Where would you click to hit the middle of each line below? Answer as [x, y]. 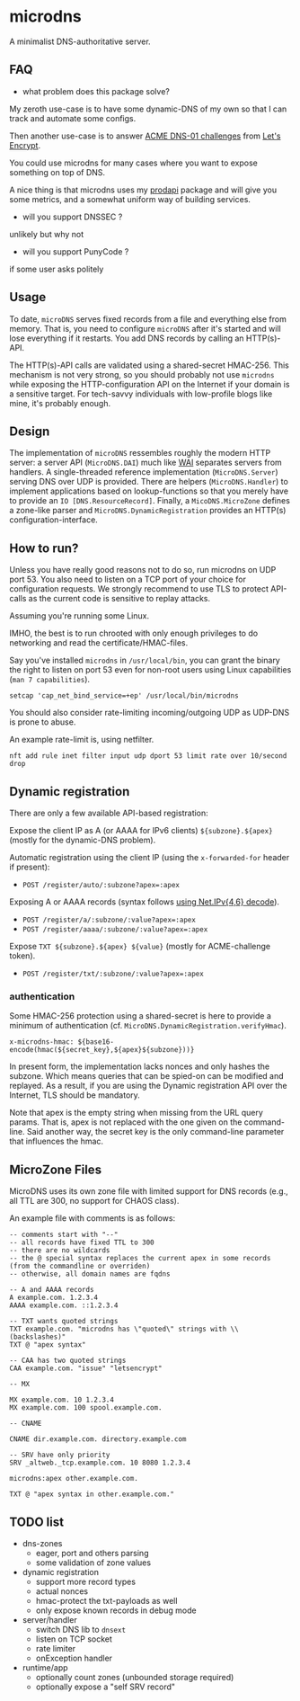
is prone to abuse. [43, 722]
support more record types [86, 1581]
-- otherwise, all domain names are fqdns [90, 1274]
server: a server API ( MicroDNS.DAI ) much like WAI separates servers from [146, 463]
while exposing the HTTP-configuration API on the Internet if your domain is [150, 384]
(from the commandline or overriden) [80, 1266]
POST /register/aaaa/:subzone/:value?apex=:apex [115, 930]
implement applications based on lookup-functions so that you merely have [149, 491]
